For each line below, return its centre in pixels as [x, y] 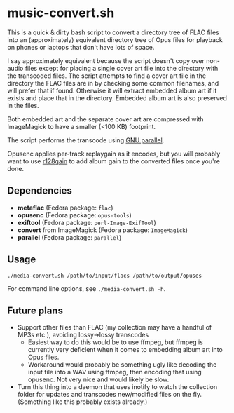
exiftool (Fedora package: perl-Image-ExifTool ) [87, 222]
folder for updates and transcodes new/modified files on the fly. [109, 395]
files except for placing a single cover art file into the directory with [122, 68]
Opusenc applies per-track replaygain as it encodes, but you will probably [114, 154]
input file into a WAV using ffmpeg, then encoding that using [115, 372]
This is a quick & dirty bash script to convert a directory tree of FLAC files [113, 32]
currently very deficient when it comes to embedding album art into [125, 350]
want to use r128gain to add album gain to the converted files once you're [114, 161]
